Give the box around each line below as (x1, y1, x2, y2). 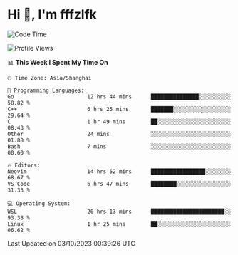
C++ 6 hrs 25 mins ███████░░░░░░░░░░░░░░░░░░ (7, 105, 232, 113)
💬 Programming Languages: (7, 87, 84, 94)
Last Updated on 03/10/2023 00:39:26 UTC (7, 239, 135, 248)
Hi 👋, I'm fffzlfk (7, 6, 98, 23)
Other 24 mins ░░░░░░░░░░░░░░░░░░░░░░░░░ (7, 130, 232, 137)
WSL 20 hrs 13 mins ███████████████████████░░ (7, 208, 232, 215)
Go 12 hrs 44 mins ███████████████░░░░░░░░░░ (7, 93, 232, 100)
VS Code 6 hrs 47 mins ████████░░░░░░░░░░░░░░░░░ (7, 180, 232, 187)
